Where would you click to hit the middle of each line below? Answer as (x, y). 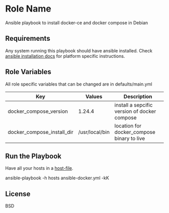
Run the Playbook (33, 156)
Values (94, 96)
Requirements (28, 39)
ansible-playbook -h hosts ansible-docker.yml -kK (57, 178)
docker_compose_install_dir (41, 132)
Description (138, 96)
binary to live (130, 138)
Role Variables (28, 72)
